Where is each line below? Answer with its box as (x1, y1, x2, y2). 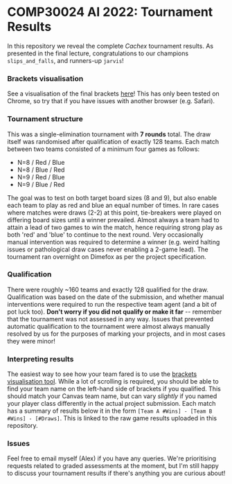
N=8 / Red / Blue (17, 158, 65, 166)
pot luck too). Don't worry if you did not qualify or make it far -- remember (7, 307, 222, 316)
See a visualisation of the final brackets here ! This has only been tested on (7, 89, 220, 98)
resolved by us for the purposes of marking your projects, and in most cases (7, 330, 226, 338)
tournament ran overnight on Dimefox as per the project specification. (7, 252, 206, 260)
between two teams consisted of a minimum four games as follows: (7, 145, 200, 153)
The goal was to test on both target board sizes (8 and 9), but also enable (7, 193, 217, 201)
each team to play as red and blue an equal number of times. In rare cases (7, 201, 220, 209)
